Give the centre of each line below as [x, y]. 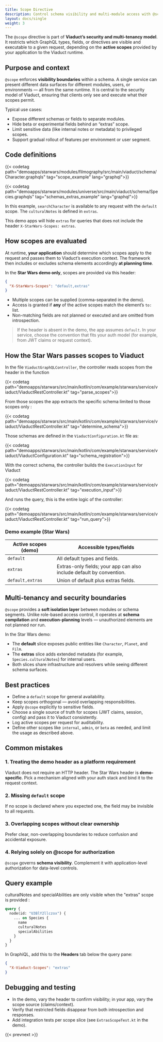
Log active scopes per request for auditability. [58, 723]
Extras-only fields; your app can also [99, 566]
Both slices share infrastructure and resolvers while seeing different [80, 665]
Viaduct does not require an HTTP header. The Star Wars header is [72, 772]
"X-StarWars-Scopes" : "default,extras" [50, 286]
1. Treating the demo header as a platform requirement [70, 762]
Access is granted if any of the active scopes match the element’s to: [82, 305]
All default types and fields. [88, 559]
